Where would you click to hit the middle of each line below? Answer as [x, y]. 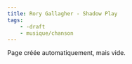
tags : [15, 20]
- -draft [33, 26]
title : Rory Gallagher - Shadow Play [62, 14]
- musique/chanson [47, 33]
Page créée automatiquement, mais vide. [67, 53]
